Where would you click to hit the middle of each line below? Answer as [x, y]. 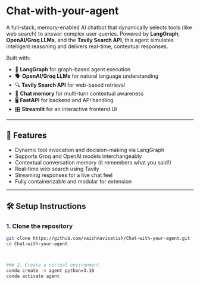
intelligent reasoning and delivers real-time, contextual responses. [87, 46]
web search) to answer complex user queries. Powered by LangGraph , [93, 33]
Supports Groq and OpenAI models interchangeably [78, 156]
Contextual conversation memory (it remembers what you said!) [93, 162]
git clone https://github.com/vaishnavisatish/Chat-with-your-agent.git [98, 239]
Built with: [18, 58]
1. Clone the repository [40, 226]
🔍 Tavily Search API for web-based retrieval [70, 85]
